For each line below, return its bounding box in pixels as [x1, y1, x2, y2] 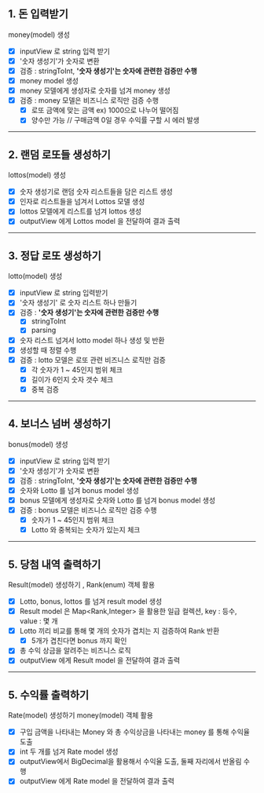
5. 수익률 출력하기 [8, 688, 90, 701]
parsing [31, 325, 57, 335]
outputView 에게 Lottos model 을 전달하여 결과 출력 [19, 217, 181, 226]
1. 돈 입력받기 [8, 7, 68, 21]
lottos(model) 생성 [8, 170, 67, 180]
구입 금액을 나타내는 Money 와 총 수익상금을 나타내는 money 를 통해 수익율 [19, 727, 250, 736]
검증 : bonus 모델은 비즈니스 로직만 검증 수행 [19, 506, 157, 514]
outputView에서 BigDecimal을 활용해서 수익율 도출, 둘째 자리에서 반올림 [19, 757, 242, 766]
